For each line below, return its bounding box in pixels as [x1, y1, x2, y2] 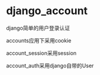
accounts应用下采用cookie [6, 37, 71, 44]
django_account [6, 4, 88, 18]
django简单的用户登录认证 [6, 24, 70, 31]
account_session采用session [6, 49, 77, 57]
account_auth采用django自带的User [6, 62, 94, 69]
